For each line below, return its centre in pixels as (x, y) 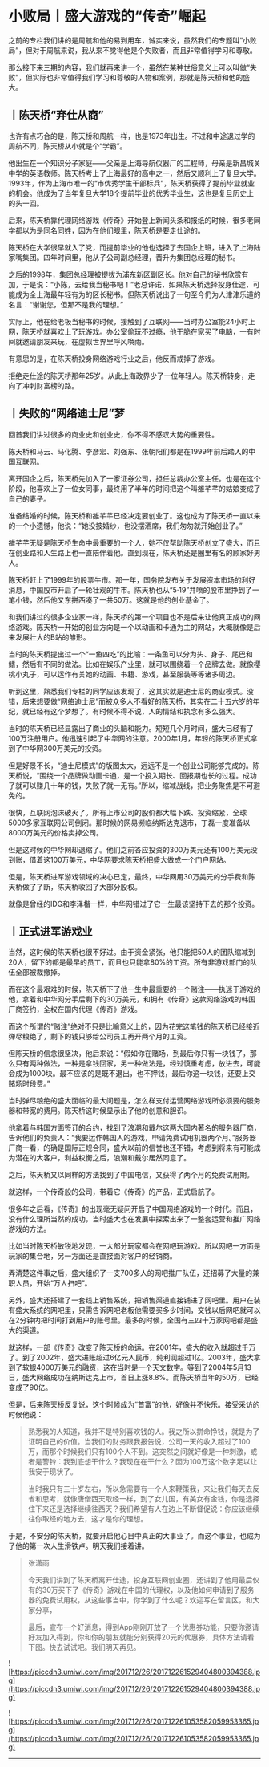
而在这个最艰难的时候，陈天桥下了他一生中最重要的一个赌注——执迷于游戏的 (134, 989)
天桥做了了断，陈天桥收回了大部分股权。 (75, 887)
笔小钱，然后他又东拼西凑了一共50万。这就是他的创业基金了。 (111, 599)
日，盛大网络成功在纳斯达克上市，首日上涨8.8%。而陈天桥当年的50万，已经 (133, 1378)
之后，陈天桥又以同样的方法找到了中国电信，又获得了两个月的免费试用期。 (131, 1175)
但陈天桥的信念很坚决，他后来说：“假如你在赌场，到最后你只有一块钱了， (129, 1054)
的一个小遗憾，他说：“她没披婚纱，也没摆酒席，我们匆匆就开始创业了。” (125, 526)
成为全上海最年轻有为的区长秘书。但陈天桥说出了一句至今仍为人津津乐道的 (138, 294)
